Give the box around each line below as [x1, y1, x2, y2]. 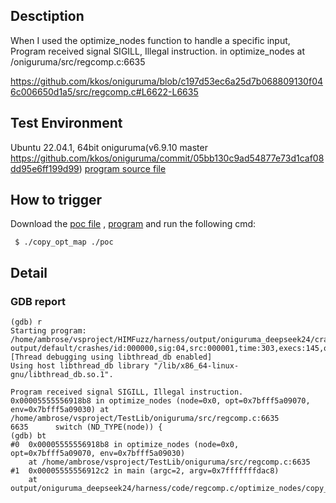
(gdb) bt [10, 431, 47, 441]
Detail [10, 264, 48, 281]
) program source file [78, 162, 167, 174]
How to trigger [10, 192, 103, 209]
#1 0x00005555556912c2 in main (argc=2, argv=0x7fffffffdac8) [10, 466, 280, 476]
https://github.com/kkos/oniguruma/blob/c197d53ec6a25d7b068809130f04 [10, 75, 324, 87]
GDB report [10, 294, 67, 308]
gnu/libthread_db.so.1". [10, 370, 114, 380]
